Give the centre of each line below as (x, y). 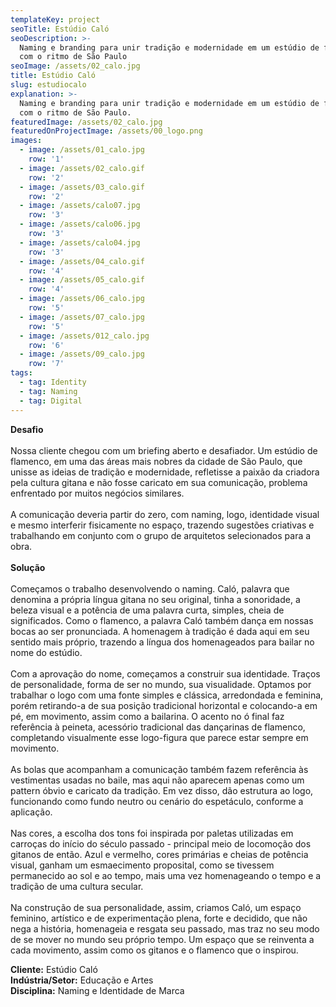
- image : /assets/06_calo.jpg (82, 299)
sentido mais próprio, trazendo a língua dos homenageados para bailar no (162, 642)
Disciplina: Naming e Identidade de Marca (97, 990)
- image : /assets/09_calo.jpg (82, 354)
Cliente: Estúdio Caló (54, 969)
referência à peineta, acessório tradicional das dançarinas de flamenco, (158, 727)
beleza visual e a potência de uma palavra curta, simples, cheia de (147, 610)
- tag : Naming (48, 391)
